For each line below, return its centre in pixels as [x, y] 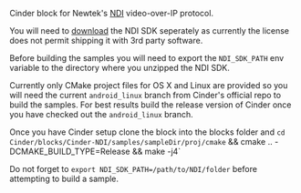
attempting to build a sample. [64, 178]
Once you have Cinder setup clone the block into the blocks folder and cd [147, 132]
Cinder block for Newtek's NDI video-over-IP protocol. [112, 13]
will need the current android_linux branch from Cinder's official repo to [145, 95]
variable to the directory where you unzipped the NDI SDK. [119, 68]
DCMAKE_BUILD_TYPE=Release [70, 151]
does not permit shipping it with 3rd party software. [106, 41]
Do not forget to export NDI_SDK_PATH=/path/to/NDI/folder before [134, 169]
